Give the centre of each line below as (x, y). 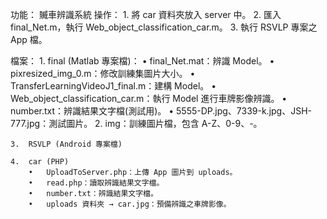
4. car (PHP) (40, 162)
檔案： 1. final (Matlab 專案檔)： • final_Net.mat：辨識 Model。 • (142, 61)
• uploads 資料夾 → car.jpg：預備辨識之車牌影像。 (130, 204)
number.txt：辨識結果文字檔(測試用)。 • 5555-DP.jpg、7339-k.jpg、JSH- (161, 111)
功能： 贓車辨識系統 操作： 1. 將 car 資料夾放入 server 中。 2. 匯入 (146, 14)
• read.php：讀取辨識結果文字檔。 (96, 183)
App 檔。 (29, 39)
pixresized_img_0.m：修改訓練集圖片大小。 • (103, 73)
